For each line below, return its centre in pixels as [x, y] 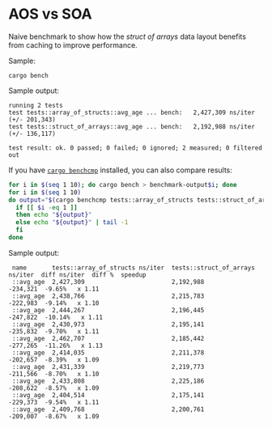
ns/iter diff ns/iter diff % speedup [78, 275]
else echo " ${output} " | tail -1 [72, 222]
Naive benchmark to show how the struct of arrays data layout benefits [127, 36]
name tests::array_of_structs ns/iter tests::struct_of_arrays [133, 268]
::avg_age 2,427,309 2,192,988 [108, 282]
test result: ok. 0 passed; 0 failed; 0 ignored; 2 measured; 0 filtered [136, 148]
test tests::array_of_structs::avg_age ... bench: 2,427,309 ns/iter [132, 112]
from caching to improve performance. [73, 44]
